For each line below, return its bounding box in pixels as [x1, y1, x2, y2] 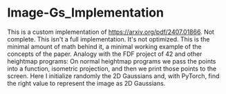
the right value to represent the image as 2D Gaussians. [7, 79, 166, 87]
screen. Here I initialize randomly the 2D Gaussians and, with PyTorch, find [7, 71, 220, 80]
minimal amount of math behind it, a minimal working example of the [7, 42, 202, 50]
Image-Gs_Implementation [7, 5, 164, 21]
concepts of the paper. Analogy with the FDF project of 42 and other [7, 50, 203, 58]
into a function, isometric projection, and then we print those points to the [7, 64, 216, 73]
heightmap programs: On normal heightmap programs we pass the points [7, 57, 216, 65]
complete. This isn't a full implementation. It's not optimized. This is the [7, 35, 210, 43]
